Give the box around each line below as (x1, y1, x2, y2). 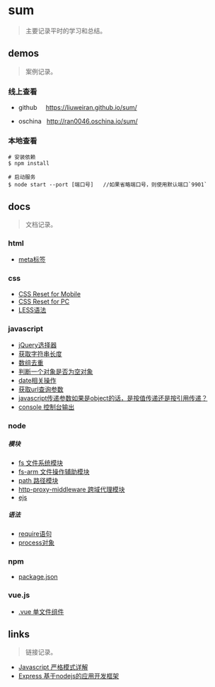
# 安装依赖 (8, 154, 36, 161)
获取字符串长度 (18, 350, 62, 358)
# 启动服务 (8, 174, 36, 181)
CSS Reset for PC (18, 297, 70, 306)
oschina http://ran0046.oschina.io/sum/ (18, 117, 139, 125)
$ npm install (8, 160, 50, 167)
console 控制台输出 (18, 403, 75, 411)
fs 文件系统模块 (18, 458, 63, 467)
